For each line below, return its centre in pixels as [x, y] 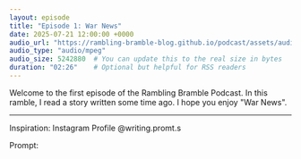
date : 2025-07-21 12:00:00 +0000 [72, 34]
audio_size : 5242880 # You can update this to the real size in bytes [146, 59]
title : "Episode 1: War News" [66, 26]
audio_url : [30, 42]
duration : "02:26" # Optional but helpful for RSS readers [128, 68]
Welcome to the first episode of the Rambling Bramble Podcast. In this [139, 92]
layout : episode [39, 17]
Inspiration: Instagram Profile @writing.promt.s [95, 128]
